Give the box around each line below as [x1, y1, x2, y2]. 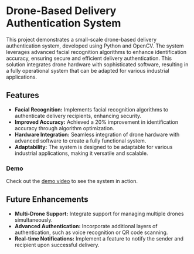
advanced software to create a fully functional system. [14, 137, 147, 144]
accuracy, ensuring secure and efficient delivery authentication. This [6, 55, 172, 62]
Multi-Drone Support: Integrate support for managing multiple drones [14, 210, 184, 217]
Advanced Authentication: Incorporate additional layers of [14, 222, 158, 229]
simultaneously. [14, 216, 53, 223]
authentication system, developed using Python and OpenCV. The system [6, 42, 184, 49]
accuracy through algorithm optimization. [14, 124, 114, 131]
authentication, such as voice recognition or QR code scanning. [14, 229, 168, 236]
